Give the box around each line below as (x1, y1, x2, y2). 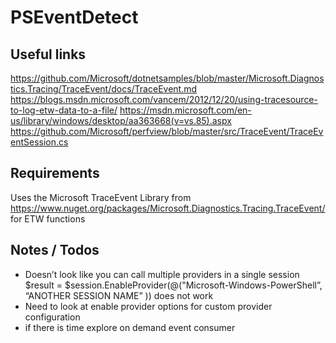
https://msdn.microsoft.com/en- (119, 104, 252, 116)
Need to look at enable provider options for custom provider (24, 300, 273, 312)
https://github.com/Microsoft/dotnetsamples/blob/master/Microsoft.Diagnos (10, 72, 325, 84)
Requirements (10, 165, 100, 182)
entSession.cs (10, 136, 69, 148)
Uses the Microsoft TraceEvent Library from (10, 191, 192, 203)
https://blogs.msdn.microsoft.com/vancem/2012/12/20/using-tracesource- (10, 94, 318, 105)
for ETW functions (10, 212, 86, 225)
